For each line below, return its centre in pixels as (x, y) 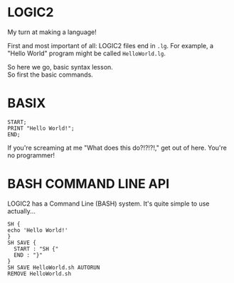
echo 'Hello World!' (38, 230)
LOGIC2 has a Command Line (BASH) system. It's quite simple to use (108, 204)
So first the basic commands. (50, 74)
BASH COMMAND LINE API (89, 184)
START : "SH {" (36, 249)
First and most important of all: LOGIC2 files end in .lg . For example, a (111, 45)
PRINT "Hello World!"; (41, 128)
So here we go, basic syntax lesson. (60, 67)
